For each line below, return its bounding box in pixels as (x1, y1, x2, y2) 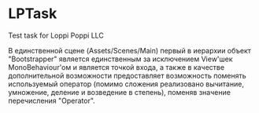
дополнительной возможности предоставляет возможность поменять (8, 71, 246, 80)
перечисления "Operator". (8, 96, 96, 105)
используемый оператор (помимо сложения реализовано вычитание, (8, 79, 244, 89)
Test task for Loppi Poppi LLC (8, 31, 105, 40)
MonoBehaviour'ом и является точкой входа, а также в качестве (8, 62, 225, 71)
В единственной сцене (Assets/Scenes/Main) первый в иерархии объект (8, 46, 252, 55)
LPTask (8, 5, 57, 23)
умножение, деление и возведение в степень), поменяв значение (8, 87, 231, 97)
